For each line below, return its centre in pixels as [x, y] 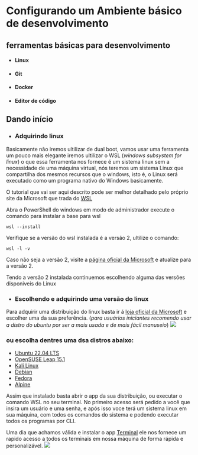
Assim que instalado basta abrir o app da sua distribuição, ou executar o [94, 396]
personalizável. [25, 446]
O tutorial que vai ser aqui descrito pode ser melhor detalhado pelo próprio [97, 192]
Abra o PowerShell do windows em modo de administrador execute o [90, 209]
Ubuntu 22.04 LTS [37, 353]
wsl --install [24, 227]
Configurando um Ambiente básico [94, 11]
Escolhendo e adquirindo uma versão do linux [82, 298]
